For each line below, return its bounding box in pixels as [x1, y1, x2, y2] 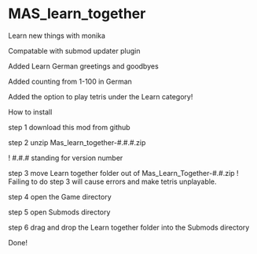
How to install [8, 107, 53, 117]
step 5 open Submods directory [8, 207, 111, 217]
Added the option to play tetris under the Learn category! [8, 92, 193, 101]
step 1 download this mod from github [8, 122, 131, 132]
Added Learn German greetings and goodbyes [8, 61, 159, 71]
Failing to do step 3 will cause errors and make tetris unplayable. [8, 177, 218, 186]
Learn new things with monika [8, 31, 106, 40]
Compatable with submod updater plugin [8, 46, 141, 55]
